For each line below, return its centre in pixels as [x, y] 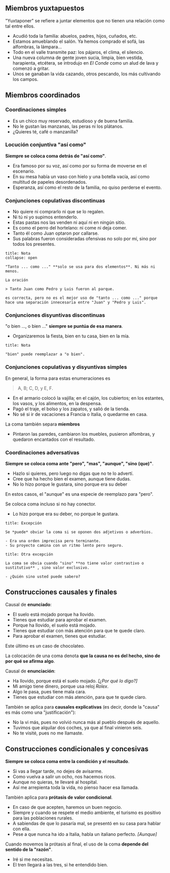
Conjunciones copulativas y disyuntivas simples [66, 367]
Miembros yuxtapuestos [45, 8]
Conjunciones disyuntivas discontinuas [55, 315]
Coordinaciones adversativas [42, 453]
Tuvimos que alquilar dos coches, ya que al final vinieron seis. [77, 727]
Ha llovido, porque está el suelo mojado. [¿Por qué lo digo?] [75, 681]
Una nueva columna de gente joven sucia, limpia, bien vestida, [78, 58]
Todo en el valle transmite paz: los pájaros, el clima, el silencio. [78, 52]
